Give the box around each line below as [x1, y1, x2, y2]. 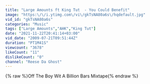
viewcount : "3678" [5, 45, 44, 50]
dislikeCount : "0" [5, 54, 44, 60]
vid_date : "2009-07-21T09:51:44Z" [5, 36, 78, 41]
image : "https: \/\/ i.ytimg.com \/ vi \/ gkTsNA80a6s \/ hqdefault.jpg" [5, 12, 145, 17]
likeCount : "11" [5, 50, 39, 55]
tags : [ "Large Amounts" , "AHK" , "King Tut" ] [5, 26, 96, 31]
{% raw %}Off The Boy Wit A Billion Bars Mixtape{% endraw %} [5, 73, 139, 79]
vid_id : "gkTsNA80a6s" [5, 17, 53, 22]
